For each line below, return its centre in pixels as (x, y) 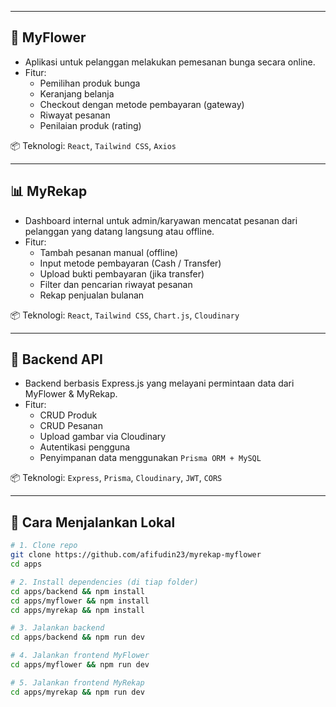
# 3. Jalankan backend (57, 628)
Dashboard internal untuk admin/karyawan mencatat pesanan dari (161, 220)
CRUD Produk (68, 415)
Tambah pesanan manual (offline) (109, 252)
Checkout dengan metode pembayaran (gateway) (142, 104)
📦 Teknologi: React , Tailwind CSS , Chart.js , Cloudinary (125, 315)
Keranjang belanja (77, 93)
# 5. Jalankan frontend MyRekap (77, 682)
